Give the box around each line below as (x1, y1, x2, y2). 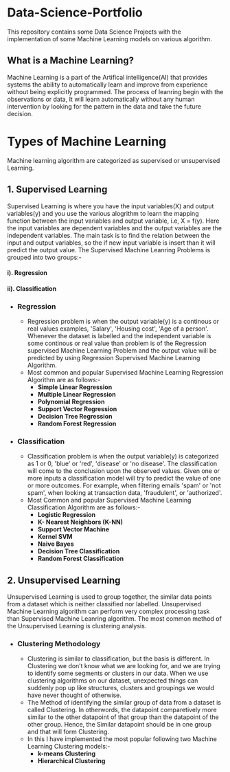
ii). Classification (7, 284, 57, 293)
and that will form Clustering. (27, 727, 110, 736)
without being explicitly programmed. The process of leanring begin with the (7, 87, 224, 96)
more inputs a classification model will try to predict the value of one (27, 474, 221, 483)
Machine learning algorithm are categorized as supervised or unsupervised (7, 156, 220, 164)
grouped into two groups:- (7, 253, 82, 261)
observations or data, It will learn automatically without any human (7, 95, 195, 103)
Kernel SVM (37, 533, 73, 541)
